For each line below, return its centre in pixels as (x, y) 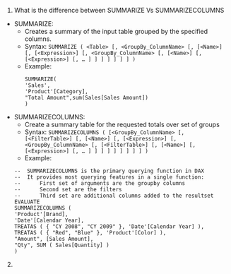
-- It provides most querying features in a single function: (109, 177)
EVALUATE (27, 202)
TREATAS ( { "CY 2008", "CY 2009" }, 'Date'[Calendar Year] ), (109, 227)
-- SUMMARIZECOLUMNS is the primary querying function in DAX (109, 171)
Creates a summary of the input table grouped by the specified (116, 31)
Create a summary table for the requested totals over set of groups (122, 124)
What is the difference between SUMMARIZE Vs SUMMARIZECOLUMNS (119, 10)
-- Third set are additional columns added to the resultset (114, 196)
